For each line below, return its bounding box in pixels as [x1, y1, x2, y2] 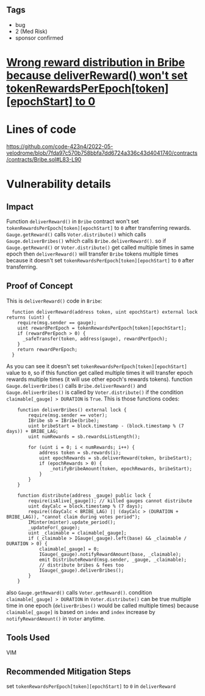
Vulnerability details [6, 177, 111, 191]
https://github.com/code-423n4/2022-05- [6, 143, 113, 150]
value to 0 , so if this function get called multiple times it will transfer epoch [6, 369, 193, 376]
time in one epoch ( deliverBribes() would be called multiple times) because [6, 602, 199, 609]
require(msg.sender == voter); [28, 412, 108, 418]
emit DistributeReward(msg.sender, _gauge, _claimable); [38, 557, 187, 563]
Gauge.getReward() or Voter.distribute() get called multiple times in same [6, 243, 194, 251]
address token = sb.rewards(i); [38, 450, 121, 456]
